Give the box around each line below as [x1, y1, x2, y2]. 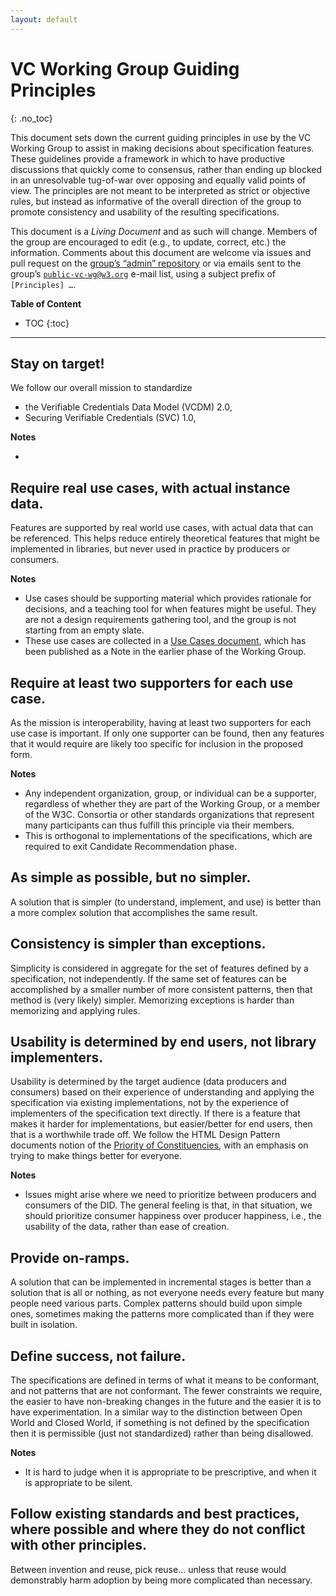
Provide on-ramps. [10, 1249, 130, 1266]
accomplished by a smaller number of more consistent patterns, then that [10, 983, 313, 995]
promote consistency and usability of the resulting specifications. [10, 206, 280, 218]
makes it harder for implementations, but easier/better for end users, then [10, 1118, 313, 1130]
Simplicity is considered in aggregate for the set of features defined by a [10, 962, 309, 974]
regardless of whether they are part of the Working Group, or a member [24, 798, 321, 810]
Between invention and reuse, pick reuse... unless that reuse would [10, 1563, 287, 1575]
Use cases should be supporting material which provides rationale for [24, 592, 312, 605]
